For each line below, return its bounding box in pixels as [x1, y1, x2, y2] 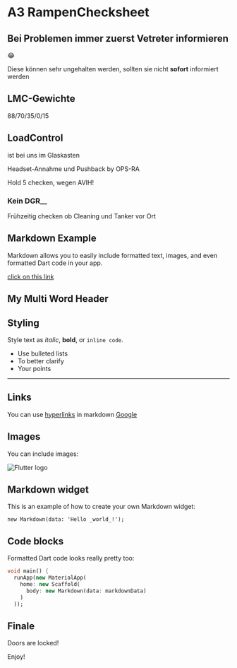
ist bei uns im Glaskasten [7, 151, 80, 159]
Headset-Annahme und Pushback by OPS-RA [7, 164, 140, 173]
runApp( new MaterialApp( [13, 574, 87, 582]
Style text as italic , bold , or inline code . [7, 335, 123, 344]
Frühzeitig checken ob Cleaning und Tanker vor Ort [7, 211, 157, 220]
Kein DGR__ [7, 196, 47, 206]
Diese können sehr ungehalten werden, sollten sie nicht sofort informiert [7, 65, 219, 73]
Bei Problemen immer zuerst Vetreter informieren [7, 33, 229, 45]
